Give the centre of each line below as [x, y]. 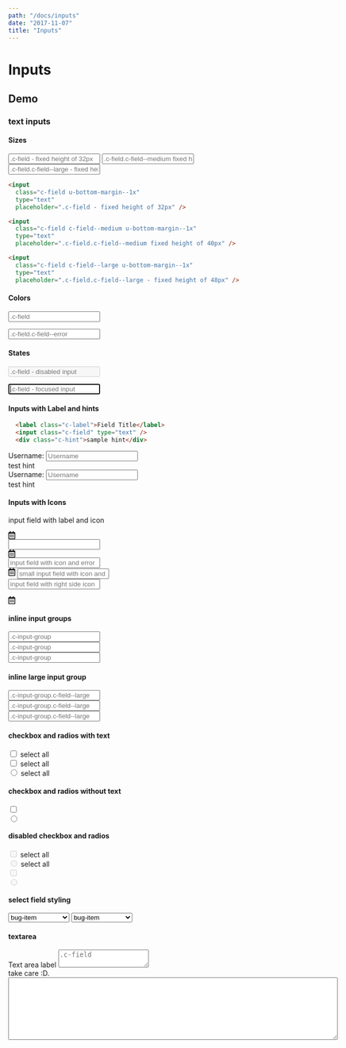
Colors [19, 298]
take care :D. [29, 973]
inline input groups [40, 618]
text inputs [29, 121]
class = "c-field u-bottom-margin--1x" [78, 192]
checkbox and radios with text [59, 736]
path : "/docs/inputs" [44, 15]
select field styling [40, 900]
